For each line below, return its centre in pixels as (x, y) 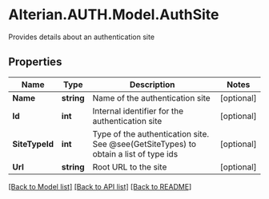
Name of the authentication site (151, 98)
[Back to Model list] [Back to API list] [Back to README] (100, 186)
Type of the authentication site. (151, 133)
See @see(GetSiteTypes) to (145, 144)
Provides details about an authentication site (81, 37)
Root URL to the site (130, 167)
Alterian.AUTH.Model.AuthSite (114, 15)
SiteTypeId (33, 144)
